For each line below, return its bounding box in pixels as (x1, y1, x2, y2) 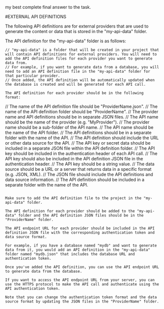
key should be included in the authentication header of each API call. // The (5, 151, 158, 156)
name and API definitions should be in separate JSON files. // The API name (5, 114, 159, 120)
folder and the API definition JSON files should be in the (18, 213, 144, 218)
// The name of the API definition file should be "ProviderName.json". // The (5, 103, 158, 109)
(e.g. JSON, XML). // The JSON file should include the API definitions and (5, 172, 153, 177)
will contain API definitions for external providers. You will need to (5, 52, 157, 57)
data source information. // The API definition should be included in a (5, 177, 145, 183)
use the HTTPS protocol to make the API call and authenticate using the (5, 282, 160, 287)
